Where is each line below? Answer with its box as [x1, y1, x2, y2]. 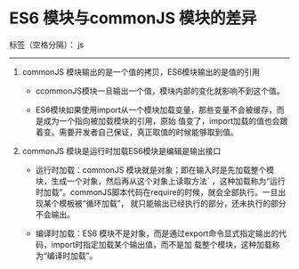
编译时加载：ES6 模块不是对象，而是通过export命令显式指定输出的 [35, 228, 279, 239]
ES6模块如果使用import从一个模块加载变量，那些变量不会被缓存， [35, 104, 278, 115]
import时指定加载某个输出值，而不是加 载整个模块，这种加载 [51, 239, 273, 249]
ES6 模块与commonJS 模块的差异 [9, 8, 257, 29]
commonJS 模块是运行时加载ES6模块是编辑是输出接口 [21, 145, 222, 156]
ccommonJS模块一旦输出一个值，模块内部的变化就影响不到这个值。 [35, 86, 285, 96]
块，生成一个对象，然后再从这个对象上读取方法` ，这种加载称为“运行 [35, 175, 287, 186]
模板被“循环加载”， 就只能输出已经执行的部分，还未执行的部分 [59, 198, 287, 208]
